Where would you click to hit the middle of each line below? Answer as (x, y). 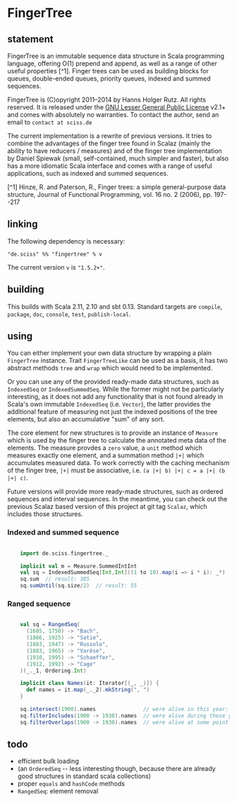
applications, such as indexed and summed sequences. (88, 173)
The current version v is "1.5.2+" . (56, 267)
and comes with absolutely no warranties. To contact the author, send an (113, 115)
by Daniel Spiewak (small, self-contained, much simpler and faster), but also (118, 158)
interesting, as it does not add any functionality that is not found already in (115, 397)
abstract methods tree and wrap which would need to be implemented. (110, 368)
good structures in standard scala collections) (84, 776)
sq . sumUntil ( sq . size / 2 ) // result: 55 (79, 586)
